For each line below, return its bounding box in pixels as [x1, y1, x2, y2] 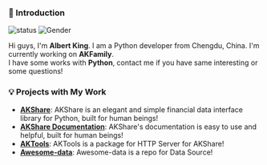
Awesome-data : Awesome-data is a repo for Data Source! [19, 147, 213, 157]
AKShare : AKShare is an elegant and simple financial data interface [19, 104, 243, 115]
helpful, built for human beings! [19, 130, 124, 139]
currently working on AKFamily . [8, 50, 115, 59]
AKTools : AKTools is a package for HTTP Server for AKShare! [19, 139, 225, 148]
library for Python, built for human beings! [19, 113, 159, 123]
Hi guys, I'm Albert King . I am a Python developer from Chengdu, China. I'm [8, 41, 260, 50]
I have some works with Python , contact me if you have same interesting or [8, 58, 258, 67]
